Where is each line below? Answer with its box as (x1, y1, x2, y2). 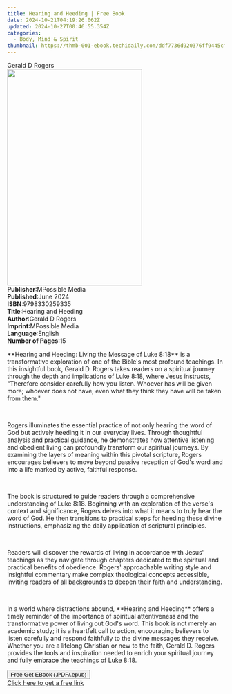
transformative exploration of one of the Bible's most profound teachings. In (7, 357, 223, 366)
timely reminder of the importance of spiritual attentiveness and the (7, 612, 199, 620)
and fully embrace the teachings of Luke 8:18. (7, 656, 137, 664)
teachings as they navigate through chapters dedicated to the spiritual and (7, 555, 220, 564)
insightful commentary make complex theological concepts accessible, (7, 571, 209, 578)
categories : (7, 29, 41, 37)
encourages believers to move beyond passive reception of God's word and (7, 458, 223, 466)
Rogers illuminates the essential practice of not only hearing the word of (7, 421, 213, 429)
